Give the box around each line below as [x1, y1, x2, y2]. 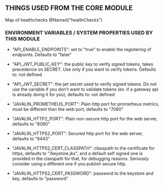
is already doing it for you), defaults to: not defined [12, 92, 115, 98]
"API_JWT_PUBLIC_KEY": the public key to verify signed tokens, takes [12, 61, 153, 67]
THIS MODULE [5, 35, 40, 42]
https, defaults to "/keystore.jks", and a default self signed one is [12, 151, 143, 157]
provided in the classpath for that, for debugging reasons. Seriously [12, 156, 149, 161]
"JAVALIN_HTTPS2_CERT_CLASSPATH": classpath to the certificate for [12, 145, 155, 151]
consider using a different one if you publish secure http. [12, 161, 127, 167]
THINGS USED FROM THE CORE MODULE [5, 4, 133, 12]
